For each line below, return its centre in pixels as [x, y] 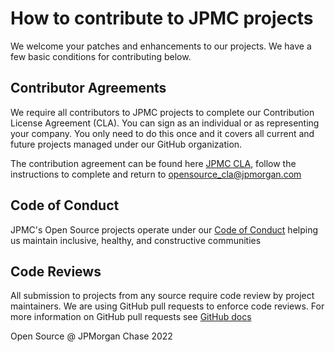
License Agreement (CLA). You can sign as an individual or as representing [165, 123]
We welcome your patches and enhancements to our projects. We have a [161, 46]
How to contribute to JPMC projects [162, 18]
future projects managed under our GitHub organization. [126, 144]
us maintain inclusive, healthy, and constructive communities [136, 240]
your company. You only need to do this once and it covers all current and [162, 133]
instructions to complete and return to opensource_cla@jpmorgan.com [156, 174]
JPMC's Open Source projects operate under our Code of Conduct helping [164, 229]
